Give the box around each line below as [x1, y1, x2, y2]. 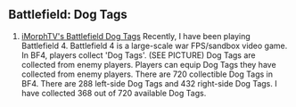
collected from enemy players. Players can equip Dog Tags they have [21, 59, 277, 70]
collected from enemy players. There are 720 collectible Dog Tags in [21, 69, 274, 79]
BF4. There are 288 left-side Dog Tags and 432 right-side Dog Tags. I [21, 78, 277, 88]
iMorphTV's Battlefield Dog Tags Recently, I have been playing [21, 30, 251, 41]
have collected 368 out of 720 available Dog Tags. [21, 87, 207, 98]
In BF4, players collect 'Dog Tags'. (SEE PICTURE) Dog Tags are [21, 49, 256, 61]
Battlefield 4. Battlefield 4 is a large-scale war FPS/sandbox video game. [21, 40, 288, 51]
